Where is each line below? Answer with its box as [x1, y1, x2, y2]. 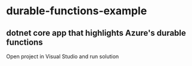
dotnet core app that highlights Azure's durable [6, 28, 187, 38]
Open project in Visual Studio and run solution [6, 53, 119, 60]
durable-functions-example [6, 4, 147, 18]
